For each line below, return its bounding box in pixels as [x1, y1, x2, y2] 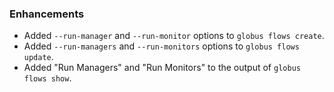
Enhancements [9, 7, 85, 21]
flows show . [23, 72, 72, 84]
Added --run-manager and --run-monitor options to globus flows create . [23, 30, 325, 42]
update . [23, 51, 54, 63]
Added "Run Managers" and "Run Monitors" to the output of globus [23, 62, 301, 74]
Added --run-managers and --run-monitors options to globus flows [23, 40, 300, 52]
